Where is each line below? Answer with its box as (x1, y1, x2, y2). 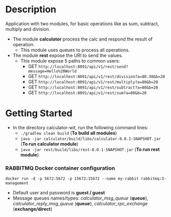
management (5, 181, 29, 186)
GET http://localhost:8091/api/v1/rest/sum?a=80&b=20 (28, 89, 147, 95)
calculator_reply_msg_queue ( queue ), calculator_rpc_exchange (12, 201, 148, 207)
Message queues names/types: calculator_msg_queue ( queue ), (12, 195, 148, 201)
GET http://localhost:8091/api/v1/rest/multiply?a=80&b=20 (28, 78, 158, 85)
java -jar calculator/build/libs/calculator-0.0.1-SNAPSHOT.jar (20, 136, 161, 142)
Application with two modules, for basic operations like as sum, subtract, (5, 21, 159, 27)
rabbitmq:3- (141, 176, 167, 182)
